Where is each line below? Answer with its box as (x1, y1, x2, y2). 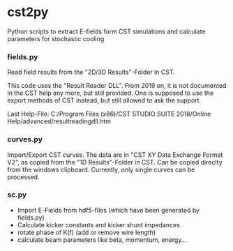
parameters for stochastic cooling (7, 34, 105, 43)
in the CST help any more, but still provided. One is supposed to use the (7, 89, 214, 98)
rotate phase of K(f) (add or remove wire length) (17, 228, 156, 236)
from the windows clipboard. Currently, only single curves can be (7, 165, 195, 174)
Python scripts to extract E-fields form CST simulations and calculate (7, 27, 206, 36)
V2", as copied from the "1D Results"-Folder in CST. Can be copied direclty (7, 158, 223, 166)
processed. (7, 172, 40, 181)
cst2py (7, 4, 49, 20)
